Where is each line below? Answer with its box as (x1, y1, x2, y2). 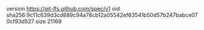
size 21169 (35, 18, 62, 25)
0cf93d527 (6, 18, 35, 25)
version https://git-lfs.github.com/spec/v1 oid (6, 5, 120, 12)
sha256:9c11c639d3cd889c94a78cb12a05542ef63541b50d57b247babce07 (6, 11, 199, 19)
